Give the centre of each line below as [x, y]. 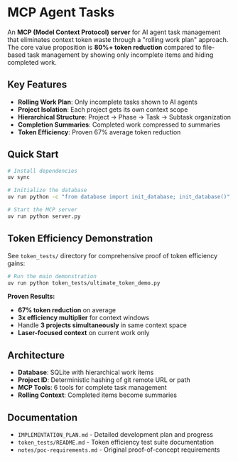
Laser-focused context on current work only [83, 333]
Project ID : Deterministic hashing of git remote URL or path [104, 380]
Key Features [37, 85]
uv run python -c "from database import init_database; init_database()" [119, 197]
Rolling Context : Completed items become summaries [97, 395]
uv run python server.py [44, 216]
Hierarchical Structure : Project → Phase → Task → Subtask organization [124, 117]
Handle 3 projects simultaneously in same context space [102, 325]
